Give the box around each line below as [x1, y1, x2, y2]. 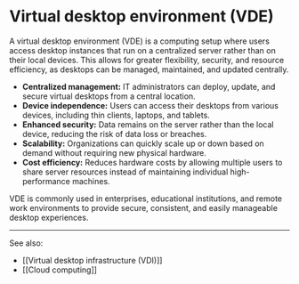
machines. [72, 175, 110, 186]
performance [21, 175, 71, 186]
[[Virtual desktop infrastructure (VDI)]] [21, 255, 163, 265]
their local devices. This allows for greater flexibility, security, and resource [9, 54, 285, 65]
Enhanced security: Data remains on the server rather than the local [21, 118, 274, 130]
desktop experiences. [9, 212, 89, 223]
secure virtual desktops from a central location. [21, 91, 196, 101]
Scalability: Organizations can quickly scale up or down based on [21, 138, 264, 149]
